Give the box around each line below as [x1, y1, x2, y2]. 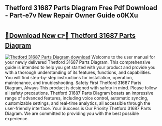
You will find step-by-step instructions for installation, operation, [5, 75, 133, 80]
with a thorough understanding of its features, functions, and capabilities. [5, 70, 151, 75]
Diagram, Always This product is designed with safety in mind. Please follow [5, 85, 157, 91]
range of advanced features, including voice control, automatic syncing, [5, 95, 148, 101]
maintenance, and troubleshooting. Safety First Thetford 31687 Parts [5, 80, 142, 85]
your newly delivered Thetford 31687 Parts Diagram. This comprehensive [5, 59, 151, 65]
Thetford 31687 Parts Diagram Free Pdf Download [5, 4, 158, 12]
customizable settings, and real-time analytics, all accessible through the [5, 100, 151, 106]
